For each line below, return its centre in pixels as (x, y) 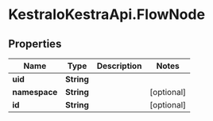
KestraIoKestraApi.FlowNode (106, 15)
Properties (35, 44)
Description (119, 66)
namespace (35, 92)
